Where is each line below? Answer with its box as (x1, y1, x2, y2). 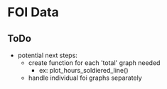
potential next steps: (17, 51, 78, 59)
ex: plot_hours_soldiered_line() (38, 66, 129, 74)
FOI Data (7, 4, 59, 20)
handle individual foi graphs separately (28, 73, 142, 82)
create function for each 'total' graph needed (28, 59, 161, 67)
